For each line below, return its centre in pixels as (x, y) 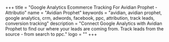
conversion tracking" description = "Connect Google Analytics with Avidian (84, 23)
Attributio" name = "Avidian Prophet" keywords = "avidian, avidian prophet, (84, 13)
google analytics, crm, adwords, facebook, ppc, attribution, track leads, (80, 18)
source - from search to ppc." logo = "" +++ (51, 34)
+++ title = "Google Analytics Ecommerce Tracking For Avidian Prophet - (81, 7)
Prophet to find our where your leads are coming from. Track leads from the (84, 29)
